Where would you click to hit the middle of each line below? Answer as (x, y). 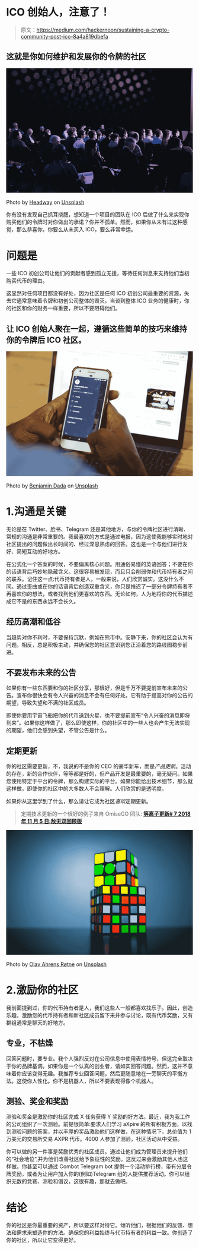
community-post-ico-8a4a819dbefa (64, 36)
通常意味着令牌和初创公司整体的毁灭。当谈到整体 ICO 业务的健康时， (100, 301)
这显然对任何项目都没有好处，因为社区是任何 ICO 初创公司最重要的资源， (95, 293)
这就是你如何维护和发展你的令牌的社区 (76, 57)
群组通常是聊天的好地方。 (37, 1023)
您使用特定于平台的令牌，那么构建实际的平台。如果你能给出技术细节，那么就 (99, 781)
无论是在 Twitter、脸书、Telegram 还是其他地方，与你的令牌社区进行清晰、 (97, 529)
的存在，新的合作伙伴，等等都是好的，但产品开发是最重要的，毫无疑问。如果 (99, 774)
